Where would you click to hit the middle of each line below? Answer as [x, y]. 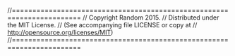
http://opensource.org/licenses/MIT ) [60, 32]
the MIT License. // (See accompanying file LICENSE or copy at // [102, 25]
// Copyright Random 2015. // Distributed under [151, 17]
